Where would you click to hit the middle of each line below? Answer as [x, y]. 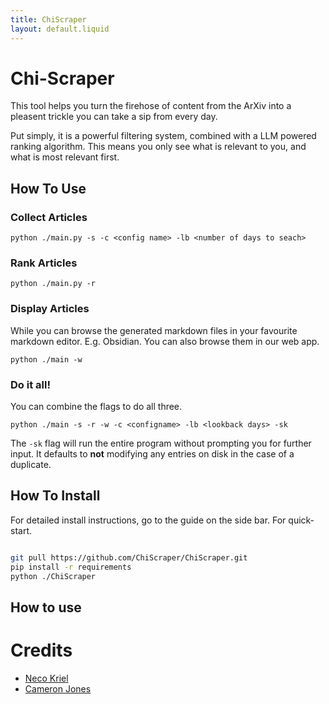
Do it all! [30, 384]
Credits [41, 650]
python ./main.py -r [53, 284]
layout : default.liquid [60, 29]
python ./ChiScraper [53, 576]
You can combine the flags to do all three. [96, 407]
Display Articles [50, 309]
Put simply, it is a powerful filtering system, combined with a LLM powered [163, 136]
